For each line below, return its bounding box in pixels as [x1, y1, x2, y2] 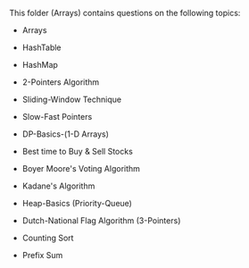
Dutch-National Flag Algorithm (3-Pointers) [21, 215, 181, 226]
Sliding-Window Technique [21, 94, 122, 105]
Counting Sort [21, 232, 74, 243]
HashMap [21, 60, 58, 70]
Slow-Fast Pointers [21, 112, 93, 121]
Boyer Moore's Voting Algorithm [21, 163, 141, 173]
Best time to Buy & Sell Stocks [21, 147, 134, 156]
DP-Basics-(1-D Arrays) [21, 129, 109, 139]
